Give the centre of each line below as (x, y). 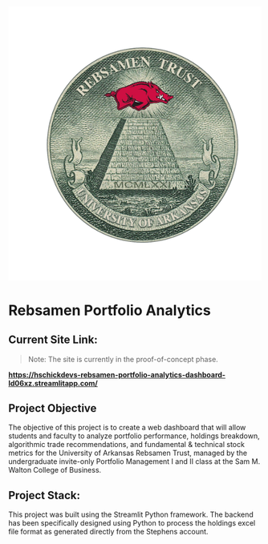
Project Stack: (45, 495)
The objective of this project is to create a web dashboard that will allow (127, 428)
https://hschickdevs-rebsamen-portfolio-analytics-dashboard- (117, 374)
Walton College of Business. (55, 470)
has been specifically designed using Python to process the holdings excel (132, 523)
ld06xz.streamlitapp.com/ (53, 383)
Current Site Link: (53, 340)
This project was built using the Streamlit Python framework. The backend (131, 514)
